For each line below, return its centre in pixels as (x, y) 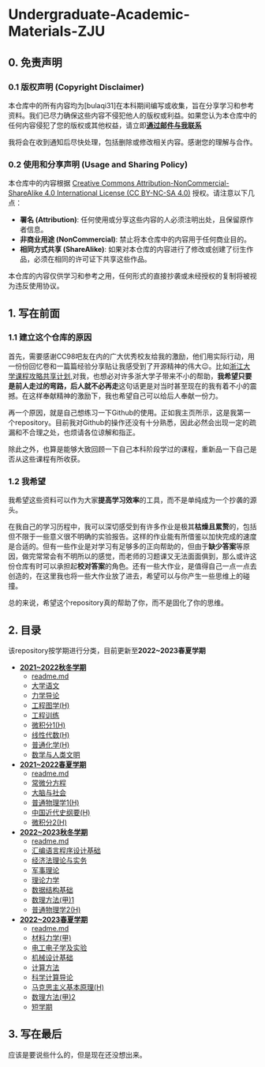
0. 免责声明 (35, 62)
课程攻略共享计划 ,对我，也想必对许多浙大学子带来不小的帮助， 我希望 (127, 376)
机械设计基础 (52, 957)
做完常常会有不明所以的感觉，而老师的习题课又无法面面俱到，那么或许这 (139, 556)
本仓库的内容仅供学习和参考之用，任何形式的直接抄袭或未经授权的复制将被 (129, 276)
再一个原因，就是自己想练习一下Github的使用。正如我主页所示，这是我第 (126, 412)
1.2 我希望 (27, 481)
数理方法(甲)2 (54, 997)
